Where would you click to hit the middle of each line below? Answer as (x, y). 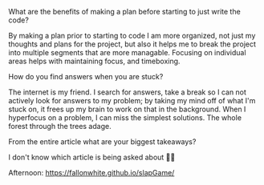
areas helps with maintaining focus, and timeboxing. (94, 61)
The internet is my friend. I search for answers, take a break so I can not (128, 92)
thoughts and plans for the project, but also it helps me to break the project (132, 44)
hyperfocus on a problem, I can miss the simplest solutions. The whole (125, 118)
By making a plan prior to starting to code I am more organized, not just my (132, 36)
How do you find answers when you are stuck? (86, 76)
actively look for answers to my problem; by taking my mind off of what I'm (132, 101)
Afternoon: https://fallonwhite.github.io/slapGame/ (91, 173)
